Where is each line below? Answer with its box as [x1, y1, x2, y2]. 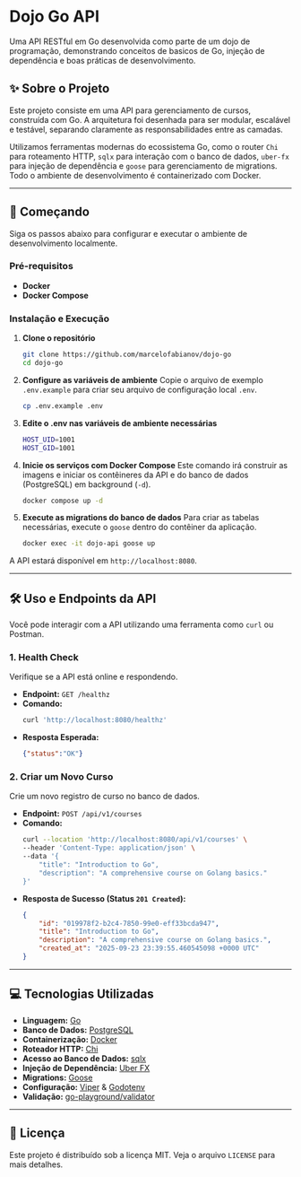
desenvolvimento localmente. [9, 238, 118, 248]
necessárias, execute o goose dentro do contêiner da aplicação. [21, 522, 257, 533]
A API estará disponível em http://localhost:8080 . [9, 555, 197, 566]
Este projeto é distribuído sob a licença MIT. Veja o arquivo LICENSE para [9, 1149, 276, 1160]
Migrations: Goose [21, 1072, 93, 1083]
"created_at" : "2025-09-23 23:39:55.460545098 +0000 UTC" [39, 944, 260, 953]
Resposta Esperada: [21, 732, 99, 743]
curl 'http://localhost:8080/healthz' [21, 716, 168, 725]
